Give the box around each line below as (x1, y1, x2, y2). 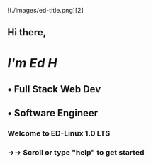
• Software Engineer (7, 107, 99, 119)
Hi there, (7, 26, 47, 38)
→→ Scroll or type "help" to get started (7, 148, 145, 158)
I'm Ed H (7, 55, 57, 71)
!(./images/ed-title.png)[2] (7, 6, 84, 14)
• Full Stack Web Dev (7, 83, 101, 95)
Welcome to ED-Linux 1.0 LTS (7, 129, 111, 138)
